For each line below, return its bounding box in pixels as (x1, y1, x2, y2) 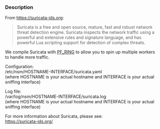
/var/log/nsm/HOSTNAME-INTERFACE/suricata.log (5, 94, 107, 99)
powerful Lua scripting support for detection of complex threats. (16, 40, 145, 46)
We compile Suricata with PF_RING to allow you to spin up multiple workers (5, 49, 155, 55)
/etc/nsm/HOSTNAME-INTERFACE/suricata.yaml (5, 69, 102, 75)
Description (5, 4, 33, 11)
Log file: (5, 89, 21, 95)
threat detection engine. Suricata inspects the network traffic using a (16, 30, 155, 35)
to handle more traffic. (5, 54, 49, 60)
